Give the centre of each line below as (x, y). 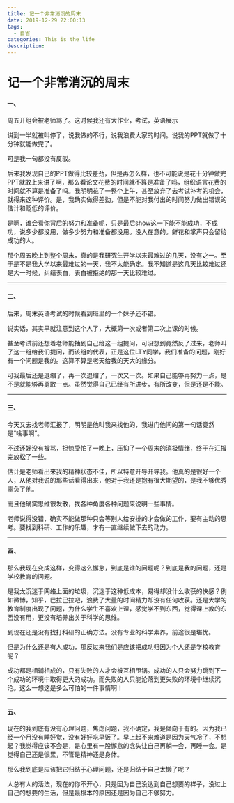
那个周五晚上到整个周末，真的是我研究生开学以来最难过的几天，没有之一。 (114, 256)
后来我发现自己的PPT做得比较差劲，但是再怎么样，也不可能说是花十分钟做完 (117, 173)
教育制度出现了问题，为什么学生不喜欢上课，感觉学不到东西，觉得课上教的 (114, 609)
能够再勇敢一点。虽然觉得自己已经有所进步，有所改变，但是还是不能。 (126, 384)
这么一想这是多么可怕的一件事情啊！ (71, 688)
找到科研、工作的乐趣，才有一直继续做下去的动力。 (99, 527)
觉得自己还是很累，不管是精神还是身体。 (65, 755)
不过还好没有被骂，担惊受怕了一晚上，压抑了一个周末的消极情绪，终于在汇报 (117, 448)
